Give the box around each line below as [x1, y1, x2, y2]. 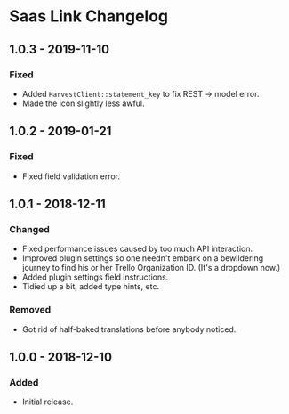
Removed [9, 304, 52, 316]
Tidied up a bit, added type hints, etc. [21, 281, 160, 292]
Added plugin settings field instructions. [21, 272, 169, 282]
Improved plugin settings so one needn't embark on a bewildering [21, 253, 264, 264]
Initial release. [21, 396, 74, 407]
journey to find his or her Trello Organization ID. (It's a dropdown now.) [21, 263, 281, 273]
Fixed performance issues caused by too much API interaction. [21, 243, 253, 255]
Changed [9, 223, 51, 235]
